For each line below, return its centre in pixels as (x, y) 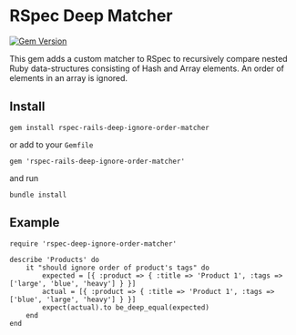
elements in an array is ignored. (69, 77)
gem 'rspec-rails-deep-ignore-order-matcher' (97, 161)
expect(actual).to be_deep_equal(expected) (126, 307)
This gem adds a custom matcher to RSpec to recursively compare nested (149, 58)
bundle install (38, 195)
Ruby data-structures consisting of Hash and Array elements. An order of (147, 68)
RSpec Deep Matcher (91, 16)
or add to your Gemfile (51, 144)
